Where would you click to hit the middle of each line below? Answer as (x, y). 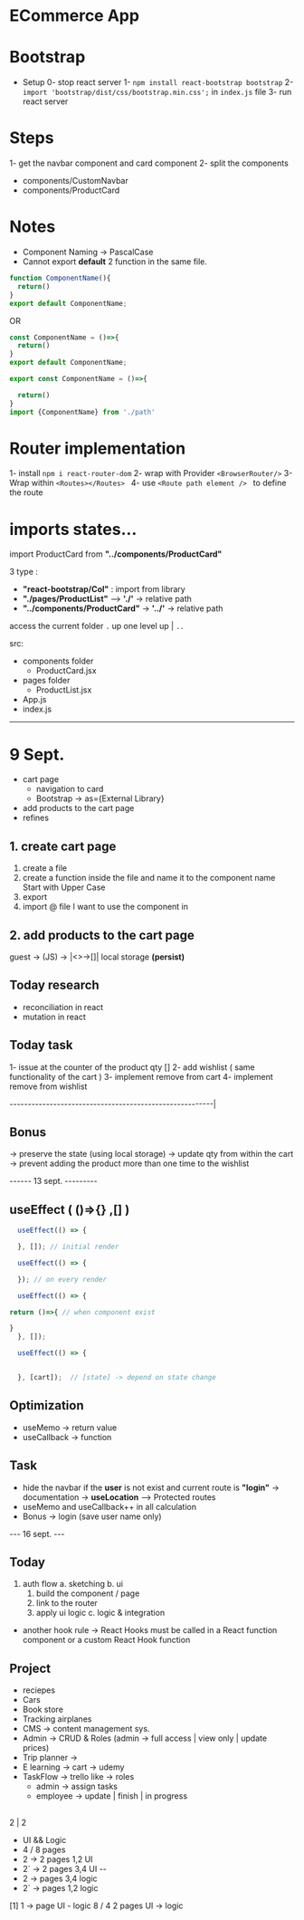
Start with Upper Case (64, 887)
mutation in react (54, 1017)
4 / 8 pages (44, 1849)
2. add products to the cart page (102, 935)
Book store (43, 1710)
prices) (36, 1748)
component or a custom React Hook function (106, 1640)
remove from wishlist (48, 1086)
